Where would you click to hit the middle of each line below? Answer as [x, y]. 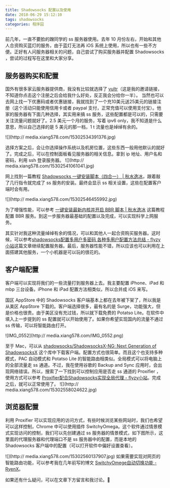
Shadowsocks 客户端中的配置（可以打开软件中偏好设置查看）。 [70, 445]
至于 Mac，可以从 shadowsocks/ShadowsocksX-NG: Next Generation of [81, 346]
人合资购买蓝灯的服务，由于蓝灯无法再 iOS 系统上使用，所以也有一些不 [79, 46]
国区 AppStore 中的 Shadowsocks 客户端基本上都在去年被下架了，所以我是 [83, 300]
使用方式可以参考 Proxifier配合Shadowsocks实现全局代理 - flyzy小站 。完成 [83, 377]
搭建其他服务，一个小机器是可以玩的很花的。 [56, 252]
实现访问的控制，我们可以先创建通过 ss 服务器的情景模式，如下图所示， [84, 433]
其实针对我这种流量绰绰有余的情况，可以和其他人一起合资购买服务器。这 [80, 233]
